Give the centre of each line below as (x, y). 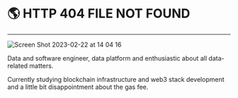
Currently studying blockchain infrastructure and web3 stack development (116, 79)
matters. (41, 66)
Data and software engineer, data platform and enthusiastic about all (107, 58)
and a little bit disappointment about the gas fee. (78, 87)
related (18, 66)
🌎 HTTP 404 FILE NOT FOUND (99, 14)
